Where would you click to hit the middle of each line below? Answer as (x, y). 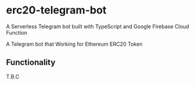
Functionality (31, 62)
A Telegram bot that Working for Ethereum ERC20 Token (74, 44)
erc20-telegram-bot (56, 10)
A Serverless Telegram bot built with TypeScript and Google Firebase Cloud (98, 26)
